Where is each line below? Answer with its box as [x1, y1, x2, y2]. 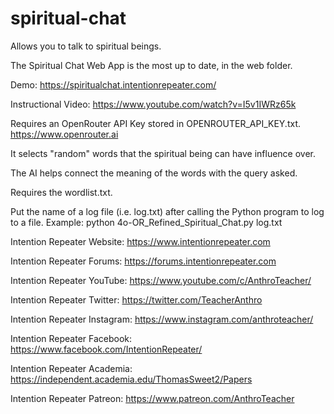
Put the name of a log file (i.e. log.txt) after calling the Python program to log [10, 205, 325, 217]
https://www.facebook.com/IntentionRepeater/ [10, 343, 203, 355]
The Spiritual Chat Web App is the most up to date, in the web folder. [10, 59, 293, 71]
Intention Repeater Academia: [10, 362, 133, 374]
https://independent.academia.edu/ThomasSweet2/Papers [10, 373, 253, 385]
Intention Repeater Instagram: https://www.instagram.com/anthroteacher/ [10, 313, 314, 325]
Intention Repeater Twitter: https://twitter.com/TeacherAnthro [10, 293, 263, 306]
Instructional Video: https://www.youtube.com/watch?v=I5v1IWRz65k [10, 98, 297, 110]
